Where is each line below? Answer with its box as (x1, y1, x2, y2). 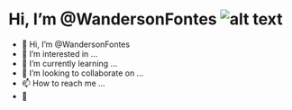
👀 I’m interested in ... (21, 48, 98, 59)
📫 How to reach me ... (21, 78, 105, 88)
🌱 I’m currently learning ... (21, 58, 118, 69)
